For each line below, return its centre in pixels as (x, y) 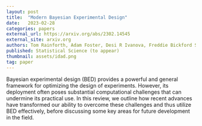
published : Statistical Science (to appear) (63, 51)
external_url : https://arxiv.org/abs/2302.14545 (68, 34)
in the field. (20, 117)
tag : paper (20, 62)
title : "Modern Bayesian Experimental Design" (67, 17)
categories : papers (31, 28)
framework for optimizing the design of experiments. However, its (87, 85)
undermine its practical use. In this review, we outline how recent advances (99, 98)
